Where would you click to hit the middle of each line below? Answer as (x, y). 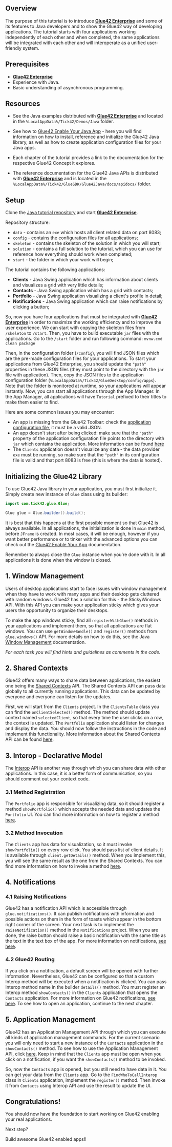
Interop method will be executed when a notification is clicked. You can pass (86, 981)
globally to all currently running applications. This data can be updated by (83, 691)
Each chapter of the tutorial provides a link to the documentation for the (88, 158)
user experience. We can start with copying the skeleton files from (76, 328)
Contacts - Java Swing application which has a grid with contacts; (83, 291)
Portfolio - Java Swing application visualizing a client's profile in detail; (88, 296)
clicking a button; (31, 307)
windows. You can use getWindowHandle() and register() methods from (81, 631)
